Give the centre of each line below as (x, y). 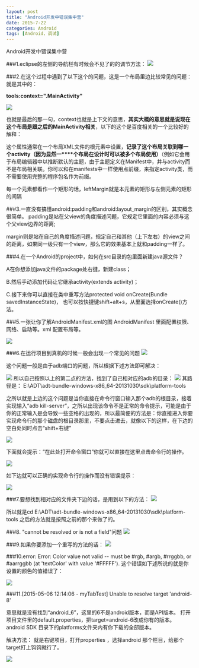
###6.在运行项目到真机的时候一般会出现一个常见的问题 (73, 353)
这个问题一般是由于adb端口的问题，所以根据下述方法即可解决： (84, 366)
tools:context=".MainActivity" (44, 96)
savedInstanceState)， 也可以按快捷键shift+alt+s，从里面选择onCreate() (94, 302)
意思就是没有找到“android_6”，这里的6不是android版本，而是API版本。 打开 (98, 613)
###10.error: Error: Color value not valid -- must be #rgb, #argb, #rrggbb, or (99, 556)
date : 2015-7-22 (26, 23)
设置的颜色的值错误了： (35, 571)
